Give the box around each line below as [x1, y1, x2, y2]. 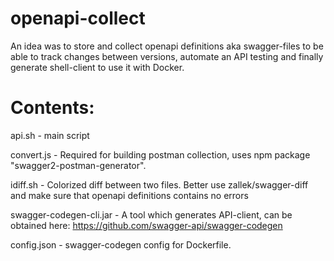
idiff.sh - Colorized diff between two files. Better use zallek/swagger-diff [10, 178, 309, 191]
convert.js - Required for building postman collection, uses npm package [10, 148, 311, 161]
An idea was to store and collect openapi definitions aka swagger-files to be [10, 40, 324, 52]
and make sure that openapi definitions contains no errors [10, 189, 249, 201]
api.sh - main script [10, 129, 90, 141]
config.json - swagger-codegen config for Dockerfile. [10, 238, 232, 251]
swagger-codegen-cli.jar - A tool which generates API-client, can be [10, 208, 293, 221]
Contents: [10, 97, 95, 119]
